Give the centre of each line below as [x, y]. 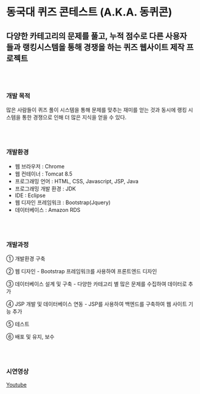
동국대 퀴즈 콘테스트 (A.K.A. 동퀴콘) [89, 12]
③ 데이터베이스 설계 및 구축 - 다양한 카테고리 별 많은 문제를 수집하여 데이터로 [97, 284]
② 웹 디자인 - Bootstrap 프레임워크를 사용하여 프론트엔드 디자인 [82, 271]
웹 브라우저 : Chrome [40, 166]
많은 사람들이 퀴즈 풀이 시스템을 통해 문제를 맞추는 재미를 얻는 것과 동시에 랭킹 [97, 110]
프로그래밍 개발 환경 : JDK [45, 189]
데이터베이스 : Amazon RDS [47, 209]
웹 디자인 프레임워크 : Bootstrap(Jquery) [63, 202]
